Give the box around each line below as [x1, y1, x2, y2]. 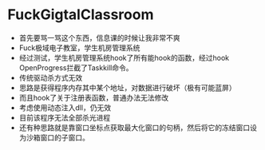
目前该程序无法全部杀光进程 [18, 112, 111, 122]
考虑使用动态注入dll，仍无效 [18, 102, 112, 112]
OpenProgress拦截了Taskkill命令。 [18, 62, 133, 73]
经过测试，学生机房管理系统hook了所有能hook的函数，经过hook [18, 53, 230, 62]
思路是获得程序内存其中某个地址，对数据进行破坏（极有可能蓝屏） [18, 82, 236, 93]
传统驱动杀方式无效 [18, 73, 83, 82]
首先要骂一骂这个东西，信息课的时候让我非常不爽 [18, 33, 180, 42]
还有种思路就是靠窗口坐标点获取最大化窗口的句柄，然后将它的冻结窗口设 [18, 122, 257, 132]
